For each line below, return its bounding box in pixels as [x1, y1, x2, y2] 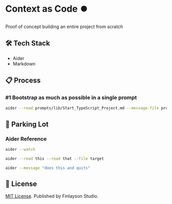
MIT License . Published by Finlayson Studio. [5, 193, 99, 199]
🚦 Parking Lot [5, 120, 49, 129]
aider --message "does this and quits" [5, 165, 91, 171]
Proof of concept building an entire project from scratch [5, 23, 123, 30]
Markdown [12, 60, 36, 67]
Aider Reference [5, 135, 47, 142]
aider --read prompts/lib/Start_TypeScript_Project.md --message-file [5, 106, 159, 111]
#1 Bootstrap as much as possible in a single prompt [5, 94, 137, 101]
